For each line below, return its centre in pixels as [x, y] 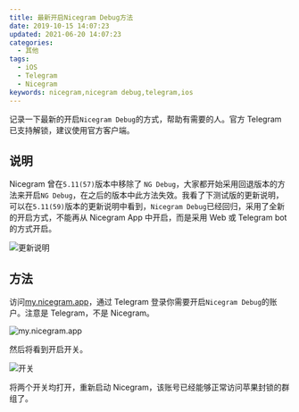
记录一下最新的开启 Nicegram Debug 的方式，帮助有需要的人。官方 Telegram [145, 119]
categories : [31, 42]
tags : [19, 59]
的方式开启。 [33, 229]
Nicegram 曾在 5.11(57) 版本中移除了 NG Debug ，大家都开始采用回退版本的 [144, 184]
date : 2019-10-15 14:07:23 [59, 26]
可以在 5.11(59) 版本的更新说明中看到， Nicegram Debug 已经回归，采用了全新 [147, 206]
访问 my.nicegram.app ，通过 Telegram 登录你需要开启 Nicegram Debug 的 [139, 302]
